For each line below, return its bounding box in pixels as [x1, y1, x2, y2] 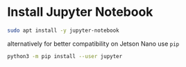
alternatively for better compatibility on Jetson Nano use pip [7, 39, 180, 48]
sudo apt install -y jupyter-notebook [7, 27, 119, 34]
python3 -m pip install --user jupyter [7, 52, 123, 59]
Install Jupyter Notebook [7, 4, 153, 20]
